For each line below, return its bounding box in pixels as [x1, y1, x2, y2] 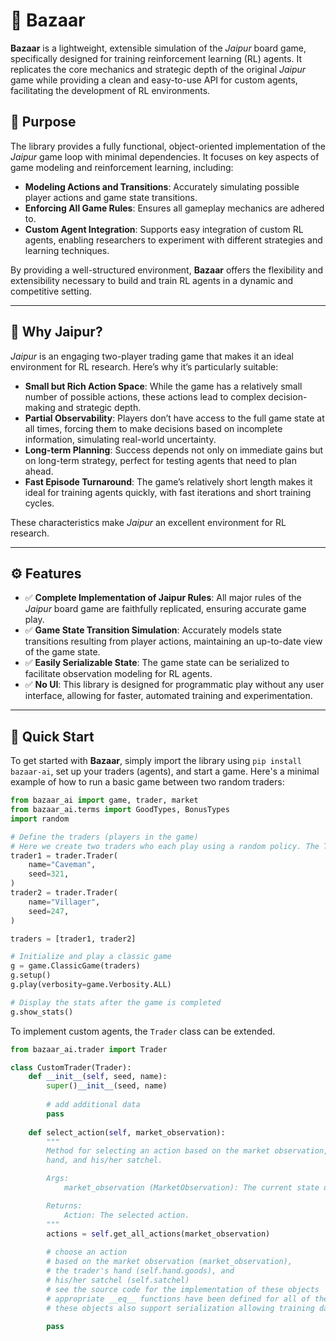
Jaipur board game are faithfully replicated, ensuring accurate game [24, 603, 307, 615]
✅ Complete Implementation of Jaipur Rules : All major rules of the [24, 592, 302, 604]
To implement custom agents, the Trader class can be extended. [10, 1025, 276, 1037]
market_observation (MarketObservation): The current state [63, 1183, 320, 1193]
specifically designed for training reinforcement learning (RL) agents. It [10, 52, 302, 64]
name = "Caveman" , [28, 860, 97, 870]
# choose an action [46, 1247, 128, 1258]
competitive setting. [10, 285, 93, 297]
